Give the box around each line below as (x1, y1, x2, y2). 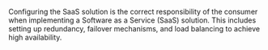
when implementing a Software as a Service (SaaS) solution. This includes (8, 15, 257, 25)
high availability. (8, 32, 62, 42)
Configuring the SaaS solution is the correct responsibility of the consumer (8, 7, 258, 16)
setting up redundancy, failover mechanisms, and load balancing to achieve (8, 24, 261, 33)
